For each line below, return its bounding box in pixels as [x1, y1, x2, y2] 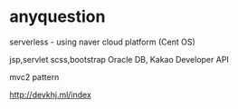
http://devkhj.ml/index [9, 89, 92, 100]
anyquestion [9, 6, 106, 27]
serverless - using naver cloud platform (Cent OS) [9, 36, 196, 47]
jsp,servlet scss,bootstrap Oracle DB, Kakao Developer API [9, 54, 229, 64]
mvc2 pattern [9, 71, 60, 83]
